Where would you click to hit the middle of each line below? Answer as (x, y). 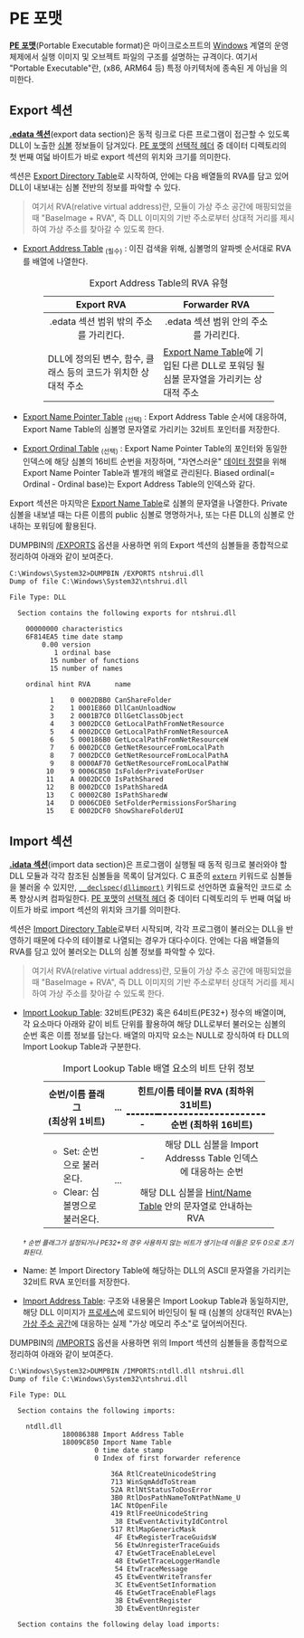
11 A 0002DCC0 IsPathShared (105, 780)
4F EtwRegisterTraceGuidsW (166, 1537)
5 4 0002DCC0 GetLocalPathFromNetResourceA (139, 732)
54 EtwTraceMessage (151, 1569)
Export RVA (101, 304)
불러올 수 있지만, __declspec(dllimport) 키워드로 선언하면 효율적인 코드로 (151, 886)
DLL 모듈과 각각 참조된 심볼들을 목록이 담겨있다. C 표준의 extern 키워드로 (139, 876)
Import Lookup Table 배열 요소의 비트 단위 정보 (159, 1068)
